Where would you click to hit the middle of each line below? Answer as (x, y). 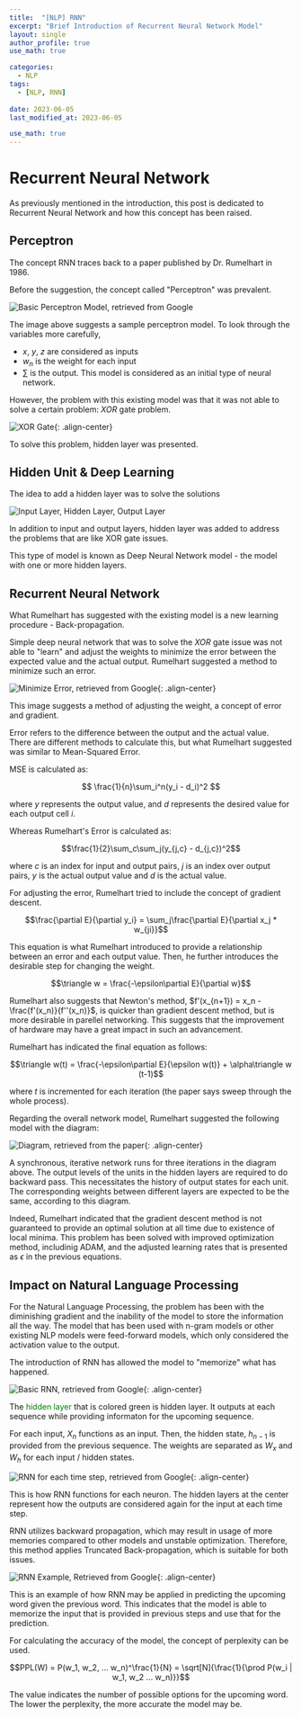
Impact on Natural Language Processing (124, 1285)
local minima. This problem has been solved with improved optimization (142, 1238)
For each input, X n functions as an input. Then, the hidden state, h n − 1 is (142, 1435)
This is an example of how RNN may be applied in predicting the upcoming (147, 1594)
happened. (29, 1372)
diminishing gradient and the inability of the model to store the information (146, 1316)
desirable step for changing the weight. (82, 966)
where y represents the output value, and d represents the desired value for (150, 804)
